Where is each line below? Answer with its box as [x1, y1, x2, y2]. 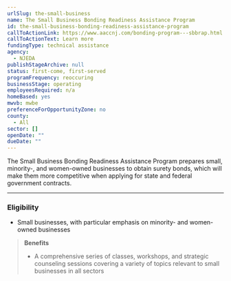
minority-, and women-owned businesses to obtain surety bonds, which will [7, 165, 222, 173]
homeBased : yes [7, 94, 51, 101]
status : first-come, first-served [7, 67, 107, 74]
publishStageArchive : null [7, 61, 85, 68]
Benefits [23, 239, 49, 247]
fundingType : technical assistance [7, 42, 109, 49]
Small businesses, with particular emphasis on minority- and [16, 218, 188, 227]
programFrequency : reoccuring [7, 74, 94, 81]
